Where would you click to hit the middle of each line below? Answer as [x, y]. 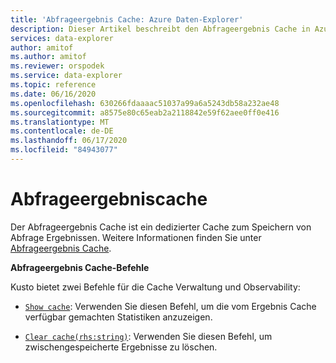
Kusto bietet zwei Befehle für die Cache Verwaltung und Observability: [155, 287]
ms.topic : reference [53, 85]
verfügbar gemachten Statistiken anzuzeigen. [118, 317]
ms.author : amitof [48, 57]
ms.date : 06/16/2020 [53, 94]
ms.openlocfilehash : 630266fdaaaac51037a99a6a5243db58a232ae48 [145, 103]
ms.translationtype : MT [60, 122]
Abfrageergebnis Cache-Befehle [80, 267]
